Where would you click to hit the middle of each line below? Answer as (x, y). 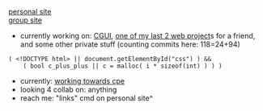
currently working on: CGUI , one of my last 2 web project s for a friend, (138, 36)
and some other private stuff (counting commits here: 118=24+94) (130, 44)
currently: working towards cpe (72, 81)
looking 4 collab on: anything (68, 89)
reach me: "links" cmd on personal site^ (87, 98)
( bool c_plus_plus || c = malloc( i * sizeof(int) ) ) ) (123, 66)
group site (25, 20)
